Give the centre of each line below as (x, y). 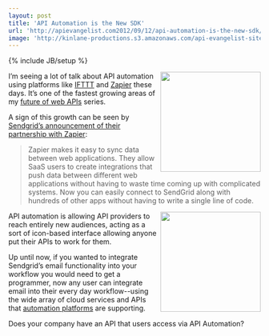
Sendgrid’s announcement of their (64, 126)
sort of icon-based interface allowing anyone (82, 234)
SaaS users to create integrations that (90, 167)
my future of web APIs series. (57, 102)
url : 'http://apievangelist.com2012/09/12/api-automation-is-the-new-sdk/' (137, 30)
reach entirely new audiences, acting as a (77, 225)
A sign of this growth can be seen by (69, 118)
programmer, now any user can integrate (76, 283)
